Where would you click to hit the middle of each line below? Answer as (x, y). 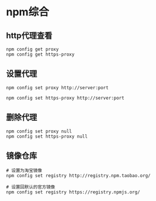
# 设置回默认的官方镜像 (31, 187)
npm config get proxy (33, 49)
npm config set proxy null (39, 131)
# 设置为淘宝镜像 (24, 171)
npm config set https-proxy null (47, 136)
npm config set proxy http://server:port (57, 88)
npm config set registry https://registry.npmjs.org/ (73, 192)
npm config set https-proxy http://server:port (65, 98)
